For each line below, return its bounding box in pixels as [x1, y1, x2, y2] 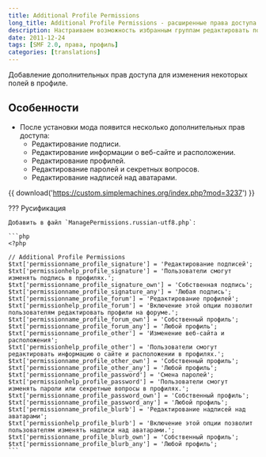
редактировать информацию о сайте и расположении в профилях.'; [8, 349, 225, 358]
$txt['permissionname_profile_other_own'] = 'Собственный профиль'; [8, 357, 239, 364]
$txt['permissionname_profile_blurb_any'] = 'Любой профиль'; [8, 440, 218, 448]
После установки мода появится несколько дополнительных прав [19, 122, 245, 131]
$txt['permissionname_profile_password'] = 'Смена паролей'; [8, 371, 215, 379]
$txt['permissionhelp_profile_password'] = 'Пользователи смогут [8, 377, 228, 386]
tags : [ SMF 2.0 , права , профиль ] [8, 41, 119, 49]
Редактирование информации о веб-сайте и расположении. [31, 147, 236, 157]
